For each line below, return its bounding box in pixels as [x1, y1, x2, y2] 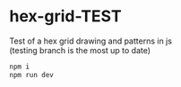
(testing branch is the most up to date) [9, 44, 151, 55]
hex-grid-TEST [9, 6, 123, 27]
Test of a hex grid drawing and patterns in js [9, 36, 173, 46]
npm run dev [9, 70, 54, 79]
